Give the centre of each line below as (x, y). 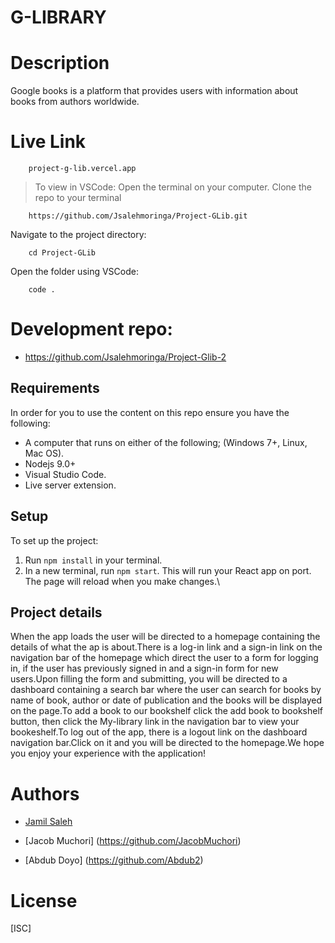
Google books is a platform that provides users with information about (154, 91)
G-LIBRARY (58, 17)
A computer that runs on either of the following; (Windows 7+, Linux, (166, 442)
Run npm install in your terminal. (93, 560)
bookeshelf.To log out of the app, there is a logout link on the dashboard (159, 732)
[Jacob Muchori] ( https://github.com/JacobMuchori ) (133, 841)
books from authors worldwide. (75, 102)
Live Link (48, 142)
